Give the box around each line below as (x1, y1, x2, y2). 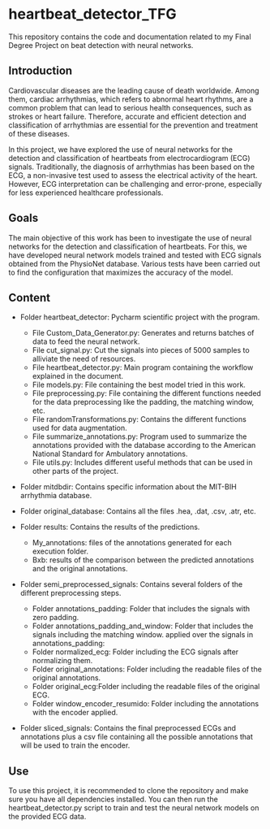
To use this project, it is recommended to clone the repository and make (8, 786, 249, 796)
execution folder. (32, 546, 89, 557)
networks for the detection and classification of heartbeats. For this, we (8, 241, 247, 251)
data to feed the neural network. (32, 336, 140, 346)
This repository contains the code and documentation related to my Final (8, 32, 251, 41)
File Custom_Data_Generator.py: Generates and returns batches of (32, 328, 255, 338)
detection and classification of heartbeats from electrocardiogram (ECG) (8, 153, 251, 163)
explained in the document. (32, 371, 124, 381)
